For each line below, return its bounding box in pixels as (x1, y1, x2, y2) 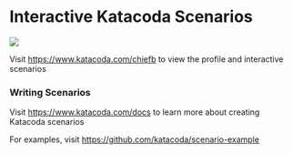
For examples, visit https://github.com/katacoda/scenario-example (9, 134, 259, 145)
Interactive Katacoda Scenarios (9, 6, 253, 27)
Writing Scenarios (9, 86, 91, 98)
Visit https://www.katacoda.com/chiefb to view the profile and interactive (9, 53, 284, 65)
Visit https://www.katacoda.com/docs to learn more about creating (9, 107, 260, 118)
